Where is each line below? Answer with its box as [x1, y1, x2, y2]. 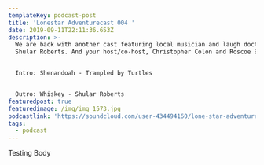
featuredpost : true [8, 97, 72, 105]
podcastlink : [8, 112, 51, 120]
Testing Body [8, 148, 51, 158]
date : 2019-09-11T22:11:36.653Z [8, 26, 114, 34]
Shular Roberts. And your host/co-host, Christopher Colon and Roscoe [15, 48, 251, 56]
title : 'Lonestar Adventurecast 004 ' [8, 19, 135, 27]
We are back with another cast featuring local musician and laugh [15, 41, 241, 49]
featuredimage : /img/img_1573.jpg [8, 104, 122, 112]
